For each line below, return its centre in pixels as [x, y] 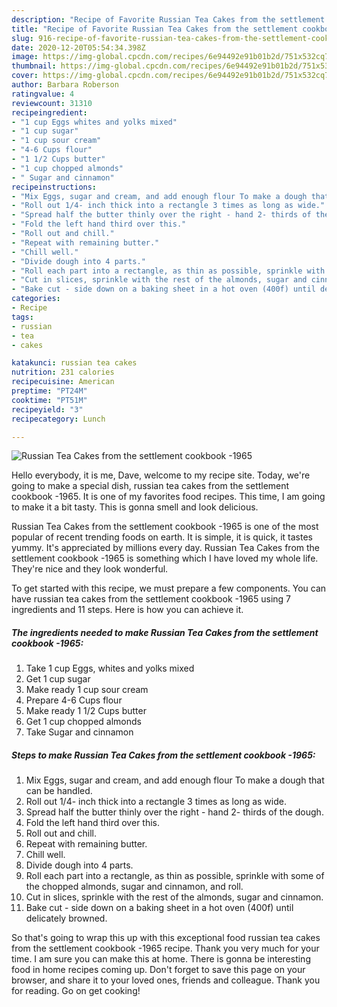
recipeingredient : [49, 112]
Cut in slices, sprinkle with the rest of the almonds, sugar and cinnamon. [174, 897]
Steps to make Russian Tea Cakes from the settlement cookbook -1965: [163, 755]
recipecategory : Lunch [58, 419]
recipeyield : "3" [47, 409]
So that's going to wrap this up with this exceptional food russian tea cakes [166, 938]
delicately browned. [66, 918]
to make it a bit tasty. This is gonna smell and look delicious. [135, 507]
